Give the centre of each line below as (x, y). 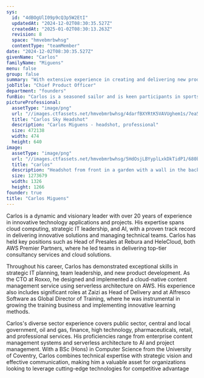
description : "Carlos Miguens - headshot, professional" (85, 125)
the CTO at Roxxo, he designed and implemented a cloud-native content (97, 279)
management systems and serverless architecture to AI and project (90, 342)
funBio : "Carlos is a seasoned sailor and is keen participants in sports (103, 97)
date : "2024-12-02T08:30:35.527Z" (50, 52)
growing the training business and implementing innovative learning (91, 305)
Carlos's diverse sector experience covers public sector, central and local (98, 323)
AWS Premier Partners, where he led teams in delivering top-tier (87, 248)
